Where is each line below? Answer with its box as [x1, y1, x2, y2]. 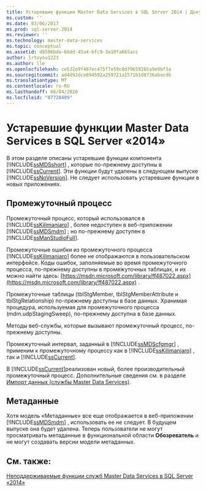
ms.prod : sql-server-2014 [6, 26, 72, 33]
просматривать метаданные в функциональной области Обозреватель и [6, 432, 199, 439]
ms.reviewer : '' [6, 32, 48, 38]
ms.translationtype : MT [6, 77, 67, 83]
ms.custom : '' [6, 15, 43, 21]
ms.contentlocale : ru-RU [6, 83, 70, 90]
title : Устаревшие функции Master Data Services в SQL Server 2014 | [6, 9, 188, 15]
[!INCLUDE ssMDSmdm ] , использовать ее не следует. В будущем [6, 418, 177, 426]
